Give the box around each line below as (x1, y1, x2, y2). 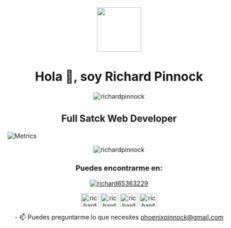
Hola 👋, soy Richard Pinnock (35, 69, 203, 85)
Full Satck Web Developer (61, 113, 177, 125)
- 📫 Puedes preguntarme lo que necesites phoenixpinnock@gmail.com (14, 213, 224, 222)
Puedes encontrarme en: (75, 163, 163, 173)
